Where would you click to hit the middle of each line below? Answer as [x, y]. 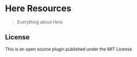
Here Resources [38, 9]
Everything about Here [40, 22]
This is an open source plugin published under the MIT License [68, 49]
